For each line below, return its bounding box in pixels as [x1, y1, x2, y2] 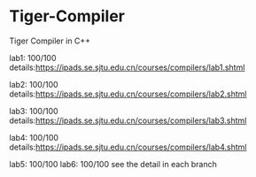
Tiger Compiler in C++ [9, 35, 91, 46]
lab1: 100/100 [9, 52, 57, 63]
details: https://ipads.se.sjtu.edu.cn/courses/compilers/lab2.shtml [9, 88, 247, 99]
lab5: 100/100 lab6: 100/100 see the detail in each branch [9, 158, 217, 169]
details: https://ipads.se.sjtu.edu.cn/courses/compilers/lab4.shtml [9, 142, 247, 152]
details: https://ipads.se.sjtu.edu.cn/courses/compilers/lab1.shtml [9, 62, 245, 73]
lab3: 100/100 [9, 105, 59, 116]
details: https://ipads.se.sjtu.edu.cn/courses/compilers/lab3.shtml [9, 115, 247, 126]
